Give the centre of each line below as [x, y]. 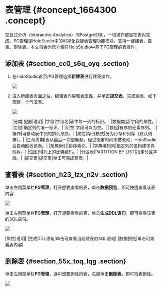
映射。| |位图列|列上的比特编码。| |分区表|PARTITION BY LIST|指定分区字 [85, 152]
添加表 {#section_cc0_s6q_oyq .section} [67, 64]
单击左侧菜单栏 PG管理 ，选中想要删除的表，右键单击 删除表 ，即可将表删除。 [80, 274]
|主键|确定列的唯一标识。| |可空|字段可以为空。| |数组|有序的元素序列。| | [85, 127]
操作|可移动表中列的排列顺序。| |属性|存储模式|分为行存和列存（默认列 [82, 133]
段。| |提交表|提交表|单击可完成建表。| [50, 158]
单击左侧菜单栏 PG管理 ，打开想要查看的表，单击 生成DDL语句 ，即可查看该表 [80, 213]
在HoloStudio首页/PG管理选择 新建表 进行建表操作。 [63, 76]
